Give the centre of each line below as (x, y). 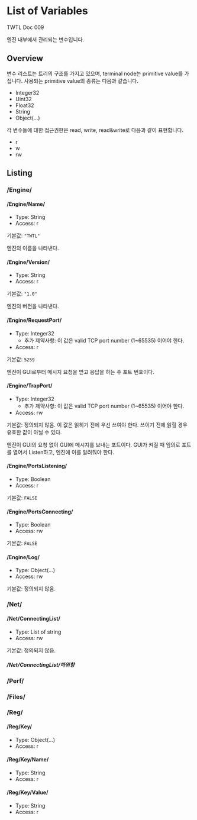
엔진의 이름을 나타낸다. (33, 248)
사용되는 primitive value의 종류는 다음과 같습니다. (81, 80)
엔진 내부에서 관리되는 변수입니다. (46, 39)
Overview (25, 58)
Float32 (25, 105)
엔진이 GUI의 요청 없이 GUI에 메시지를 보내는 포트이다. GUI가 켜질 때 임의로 (93, 444)
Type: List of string (38, 632)
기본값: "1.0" (22, 293)
